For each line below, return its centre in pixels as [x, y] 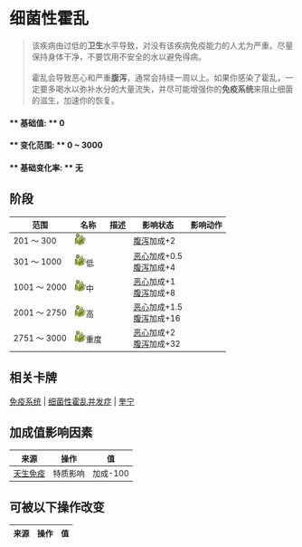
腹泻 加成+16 [157, 319]
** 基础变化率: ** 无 [46, 168]
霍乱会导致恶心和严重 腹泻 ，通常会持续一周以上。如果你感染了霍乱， [158, 77]
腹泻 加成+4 [155, 267]
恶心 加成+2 [155, 332]
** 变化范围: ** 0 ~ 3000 [56, 145]
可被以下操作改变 [57, 508]
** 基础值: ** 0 [37, 122]
